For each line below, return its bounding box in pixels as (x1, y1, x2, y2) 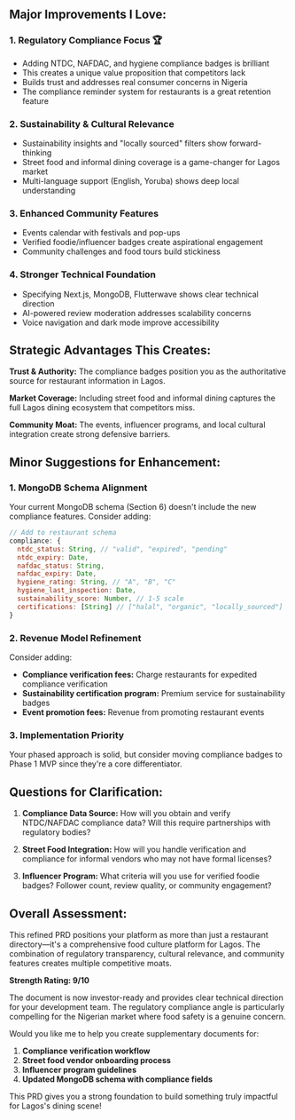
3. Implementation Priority (9, 728, 125, 741)
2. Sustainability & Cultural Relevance (9, 117, 175, 130)
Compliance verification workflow (21, 1045, 151, 1056)
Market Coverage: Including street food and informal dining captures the (9, 393, 276, 403)
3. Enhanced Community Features (9, 207, 159, 219)
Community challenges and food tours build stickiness (21, 246, 221, 257)
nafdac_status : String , (17, 561, 105, 570)
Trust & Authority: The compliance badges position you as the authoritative (9, 366, 286, 377)
